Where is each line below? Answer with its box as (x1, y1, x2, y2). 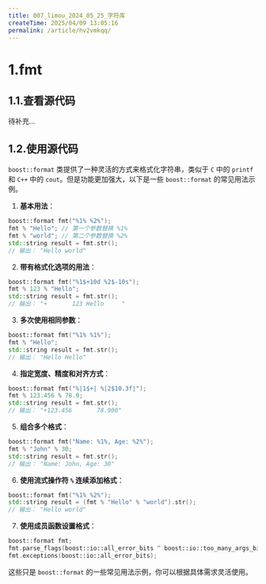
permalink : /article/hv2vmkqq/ (8, 26, 112, 34)
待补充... (8, 117, 36, 126)
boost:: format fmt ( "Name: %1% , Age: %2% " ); (8, 438, 154, 446)
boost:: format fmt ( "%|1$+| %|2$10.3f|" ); (8, 384, 147, 393)
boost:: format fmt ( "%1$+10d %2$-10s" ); (8, 278, 140, 286)
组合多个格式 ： (19, 422, 69, 432)
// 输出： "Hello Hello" (8, 353, 87, 361)
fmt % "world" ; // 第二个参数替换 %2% (8, 232, 128, 240)
